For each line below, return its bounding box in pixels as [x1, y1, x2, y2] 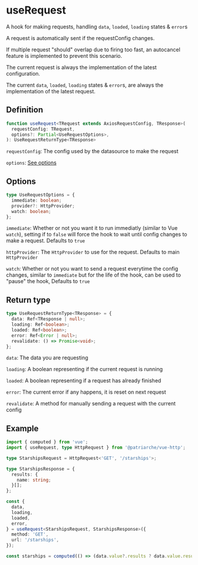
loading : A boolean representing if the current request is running [6, 366, 163, 373]
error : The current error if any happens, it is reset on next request [6, 388, 166, 396]
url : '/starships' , [11, 537, 60, 543]
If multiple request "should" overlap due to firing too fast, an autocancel [6, 46, 181, 53]
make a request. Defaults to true [6, 237, 85, 244]
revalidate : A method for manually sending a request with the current [6, 400, 176, 407]
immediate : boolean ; [11, 197, 62, 203]
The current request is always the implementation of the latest [6, 63, 157, 71]
